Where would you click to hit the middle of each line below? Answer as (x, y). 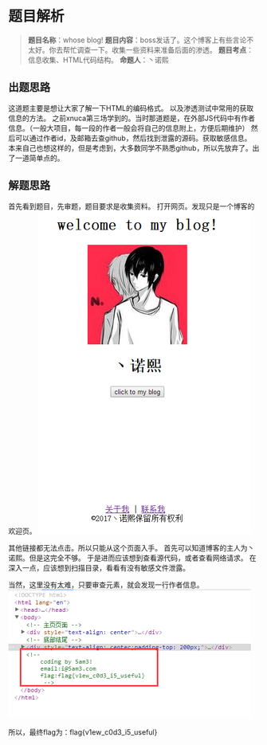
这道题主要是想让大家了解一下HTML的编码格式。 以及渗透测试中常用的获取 (131, 108)
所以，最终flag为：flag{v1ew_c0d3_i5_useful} (83, 732)
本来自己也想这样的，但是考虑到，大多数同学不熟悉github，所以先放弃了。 (130, 147)
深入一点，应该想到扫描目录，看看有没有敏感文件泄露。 (99, 567)
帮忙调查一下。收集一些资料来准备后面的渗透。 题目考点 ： (158, 49)
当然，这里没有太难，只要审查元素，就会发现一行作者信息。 (106, 584)
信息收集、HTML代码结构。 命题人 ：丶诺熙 (98, 60)
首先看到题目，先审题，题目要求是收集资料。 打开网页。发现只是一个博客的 (132, 206)
